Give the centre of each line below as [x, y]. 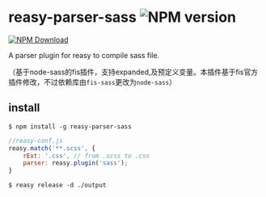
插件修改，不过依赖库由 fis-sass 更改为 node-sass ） [92, 82]
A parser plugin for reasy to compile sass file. [84, 55]
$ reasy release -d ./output [57, 186]
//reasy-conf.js [36, 140]
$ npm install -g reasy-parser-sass [70, 126]
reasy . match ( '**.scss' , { [52, 148]
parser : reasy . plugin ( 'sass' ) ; [76, 163]
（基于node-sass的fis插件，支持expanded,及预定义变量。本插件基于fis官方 [133, 72]
